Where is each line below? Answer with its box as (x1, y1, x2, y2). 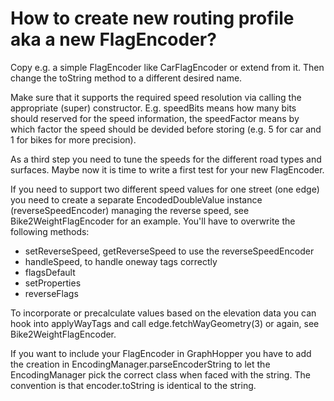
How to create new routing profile (10, 7, 295, 30)
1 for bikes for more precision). (10, 133, 137, 146)
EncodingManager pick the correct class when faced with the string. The (10, 368, 311, 381)
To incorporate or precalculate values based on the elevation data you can (10, 307, 317, 319)
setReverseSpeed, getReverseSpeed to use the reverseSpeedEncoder (24, 245, 315, 257)
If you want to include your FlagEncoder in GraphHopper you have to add (10, 347, 312, 359)
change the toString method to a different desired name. (10, 72, 243, 84)
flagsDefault (24, 266, 76, 278)
